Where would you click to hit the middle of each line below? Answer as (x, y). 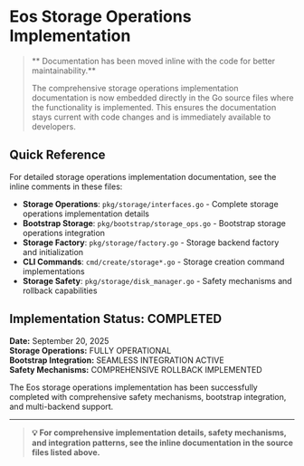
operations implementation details (85, 214)
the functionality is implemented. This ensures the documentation (154, 107)
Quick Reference (57, 155)
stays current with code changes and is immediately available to (151, 117)
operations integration (64, 233)
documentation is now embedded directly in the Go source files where (162, 98)
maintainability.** (64, 71)
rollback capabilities (60, 290)
